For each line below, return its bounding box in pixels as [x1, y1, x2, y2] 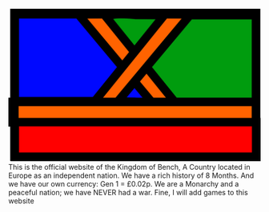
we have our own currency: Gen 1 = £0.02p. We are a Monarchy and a [8, 179, 239, 188]
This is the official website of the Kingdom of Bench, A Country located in [8, 162, 251, 171]
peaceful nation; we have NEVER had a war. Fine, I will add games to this [8, 187, 248, 197]
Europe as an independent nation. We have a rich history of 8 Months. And [8, 171, 255, 180]
